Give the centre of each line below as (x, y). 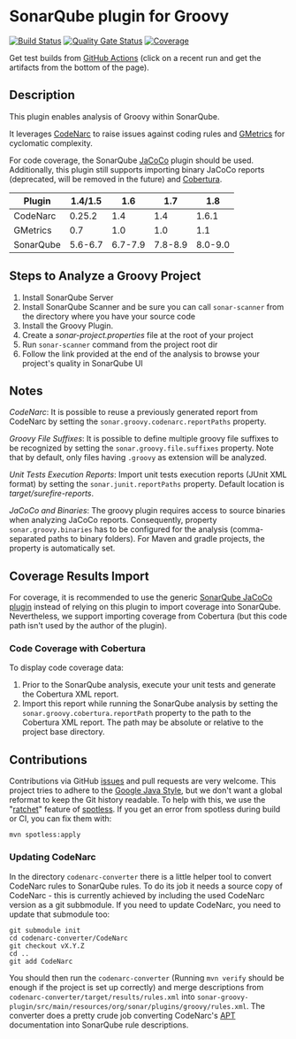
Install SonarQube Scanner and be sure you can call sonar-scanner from (153, 306)
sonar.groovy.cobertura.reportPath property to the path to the (137, 713)
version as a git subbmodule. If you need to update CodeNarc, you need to (145, 904)
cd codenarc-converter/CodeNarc (68, 938)
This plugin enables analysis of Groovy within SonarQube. (114, 116)
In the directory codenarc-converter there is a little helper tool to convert (140, 876)
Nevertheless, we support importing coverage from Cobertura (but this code (148, 616)
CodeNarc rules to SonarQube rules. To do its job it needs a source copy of (146, 886)
